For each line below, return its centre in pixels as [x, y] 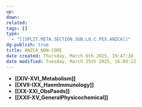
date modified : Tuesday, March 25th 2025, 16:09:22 [71, 61]
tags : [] [17, 28]
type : [13, 34]
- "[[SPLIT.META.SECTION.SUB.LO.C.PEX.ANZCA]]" [71, 39]
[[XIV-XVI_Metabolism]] [45, 78]
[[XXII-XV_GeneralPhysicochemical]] [61, 97]
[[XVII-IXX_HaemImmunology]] [54, 84]
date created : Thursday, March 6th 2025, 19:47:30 [70, 56]
